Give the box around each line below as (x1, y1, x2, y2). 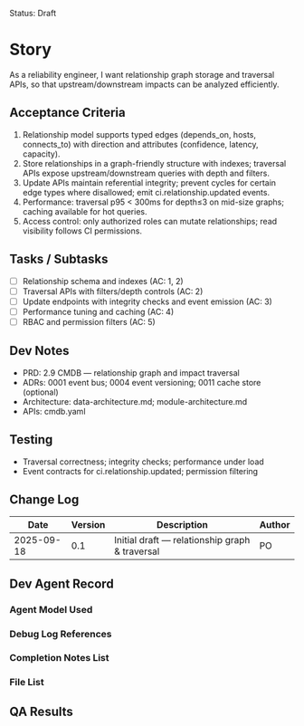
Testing (9, 432, 53, 447)
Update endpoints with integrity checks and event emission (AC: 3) (22, 296, 273, 307)
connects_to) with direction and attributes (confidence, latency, (22, 139, 259, 149)
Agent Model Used (9, 603, 93, 616)
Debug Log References (9, 627, 112, 640)
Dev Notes (9, 343, 70, 358)
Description (157, 519, 208, 531)
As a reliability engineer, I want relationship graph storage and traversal (9, 69, 275, 80)
